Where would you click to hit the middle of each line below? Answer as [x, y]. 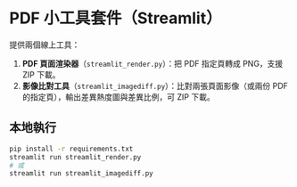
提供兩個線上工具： [45, 45]
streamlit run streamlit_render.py [75, 157]
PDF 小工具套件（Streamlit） [115, 18]
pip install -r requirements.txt [71, 149]
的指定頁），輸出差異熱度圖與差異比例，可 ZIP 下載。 [119, 97]
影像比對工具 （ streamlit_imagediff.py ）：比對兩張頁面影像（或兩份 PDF [155, 85]
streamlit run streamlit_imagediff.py [81, 174]
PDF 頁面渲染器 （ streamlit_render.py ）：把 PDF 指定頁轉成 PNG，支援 [153, 63]
